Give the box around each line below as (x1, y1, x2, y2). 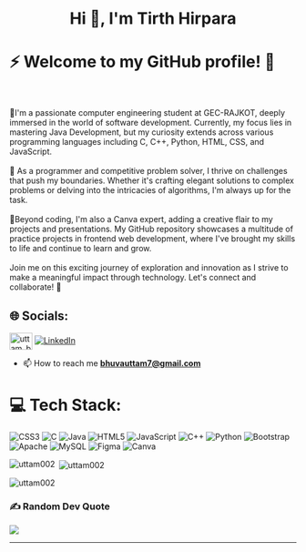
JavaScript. (9, 146, 53, 158)
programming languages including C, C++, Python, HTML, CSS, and (9, 137, 265, 148)
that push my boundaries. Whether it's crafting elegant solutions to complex (9, 175, 294, 186)
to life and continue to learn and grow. (9, 243, 152, 254)
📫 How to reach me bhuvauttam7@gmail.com (22, 357, 201, 368)
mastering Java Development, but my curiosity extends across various (9, 127, 274, 138)
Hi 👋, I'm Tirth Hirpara (69, 8, 237, 29)
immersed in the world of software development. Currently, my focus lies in (9, 118, 292, 128)
